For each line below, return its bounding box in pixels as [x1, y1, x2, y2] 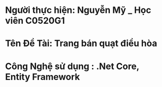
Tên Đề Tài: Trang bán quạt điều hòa [5, 38, 158, 49]
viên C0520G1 [5, 15, 65, 26]
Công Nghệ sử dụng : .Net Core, [5, 61, 140, 72]
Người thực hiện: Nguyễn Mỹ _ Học [5, 4, 152, 16]
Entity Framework [5, 71, 81, 83]
